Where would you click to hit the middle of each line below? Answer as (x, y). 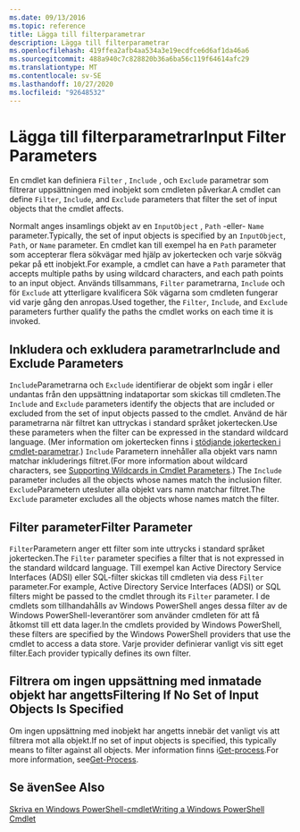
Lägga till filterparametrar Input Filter (148, 136)
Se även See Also (57, 788)
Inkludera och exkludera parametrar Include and (145, 349)
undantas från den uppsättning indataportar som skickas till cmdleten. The (145, 395)
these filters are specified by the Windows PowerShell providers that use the (150, 634)
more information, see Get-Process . (74, 759)
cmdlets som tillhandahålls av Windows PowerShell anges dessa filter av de (148, 606)
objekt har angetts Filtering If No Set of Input (134, 696)
